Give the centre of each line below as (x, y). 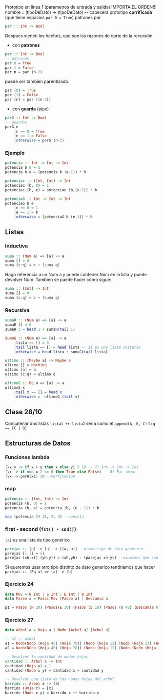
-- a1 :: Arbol (20, 639)
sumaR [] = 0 (18, 325)
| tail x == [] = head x (38, 392)
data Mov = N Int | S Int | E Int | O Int (49, 594)
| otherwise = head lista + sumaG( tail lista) (61, 352)
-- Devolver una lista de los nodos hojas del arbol (60, 679)
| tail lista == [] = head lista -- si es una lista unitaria (77, 347)
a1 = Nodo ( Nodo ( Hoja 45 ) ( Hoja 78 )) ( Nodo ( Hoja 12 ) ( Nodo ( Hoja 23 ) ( (81, 643)
